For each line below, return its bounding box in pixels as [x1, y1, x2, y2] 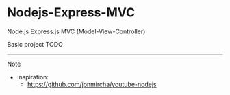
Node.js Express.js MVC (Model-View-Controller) [7, 27, 146, 35]
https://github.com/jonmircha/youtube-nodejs [27, 80, 157, 88]
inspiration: [16, 73, 49, 81]
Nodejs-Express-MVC [7, 5, 136, 20]
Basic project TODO [7, 40, 63, 48]
